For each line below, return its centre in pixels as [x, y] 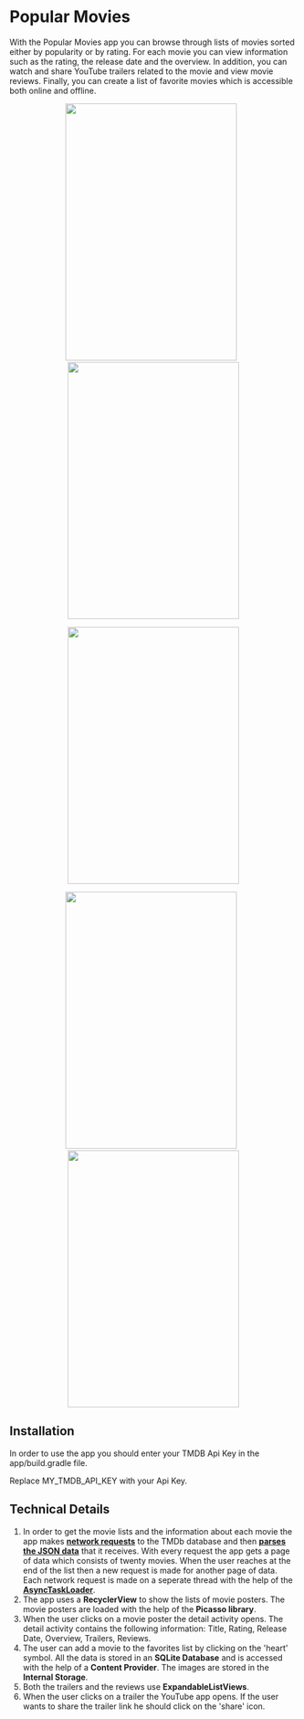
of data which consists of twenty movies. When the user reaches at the [157, 1560]
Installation [42, 1431]
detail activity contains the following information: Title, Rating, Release [155, 1629]
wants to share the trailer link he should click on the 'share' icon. [144, 1706]
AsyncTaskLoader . [59, 1589]
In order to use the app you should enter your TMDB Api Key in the [135, 1453]
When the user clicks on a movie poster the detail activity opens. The [153, 1619]
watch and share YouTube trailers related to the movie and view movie [142, 71]
